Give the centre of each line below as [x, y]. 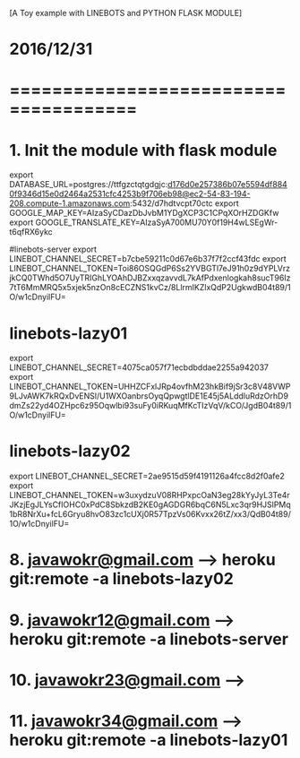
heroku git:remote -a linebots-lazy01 [149, 740]
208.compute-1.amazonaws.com [70, 203]
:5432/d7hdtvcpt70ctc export [184, 203]
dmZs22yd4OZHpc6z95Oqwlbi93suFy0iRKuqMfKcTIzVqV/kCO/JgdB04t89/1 [150, 406]
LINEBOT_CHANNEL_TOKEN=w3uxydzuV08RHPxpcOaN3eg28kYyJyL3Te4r [150, 495]
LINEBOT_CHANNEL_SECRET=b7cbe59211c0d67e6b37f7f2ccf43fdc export [148, 259]
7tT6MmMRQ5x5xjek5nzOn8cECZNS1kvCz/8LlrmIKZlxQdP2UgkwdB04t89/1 [150, 288]
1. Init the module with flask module [143, 150]
